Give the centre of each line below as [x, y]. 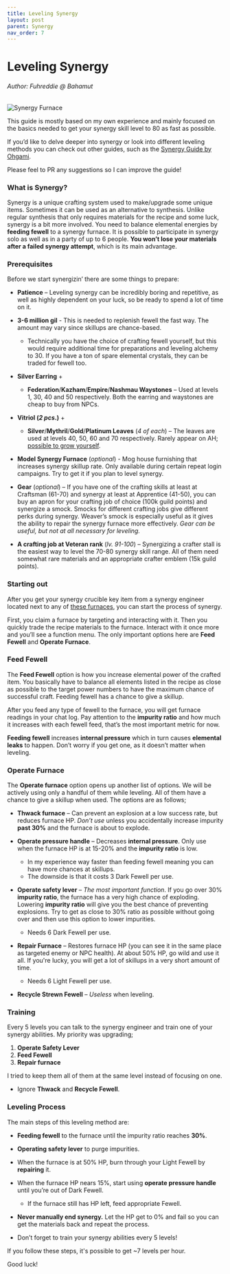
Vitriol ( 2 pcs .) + [41, 418]
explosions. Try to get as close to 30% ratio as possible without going [116, 912]
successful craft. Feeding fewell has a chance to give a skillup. [95, 696]
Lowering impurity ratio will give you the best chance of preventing [113, 905]
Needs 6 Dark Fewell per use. [69, 932]
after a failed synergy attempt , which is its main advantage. [92, 246]
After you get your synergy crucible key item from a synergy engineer [106, 599]
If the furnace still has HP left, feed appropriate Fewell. [104, 1203]
